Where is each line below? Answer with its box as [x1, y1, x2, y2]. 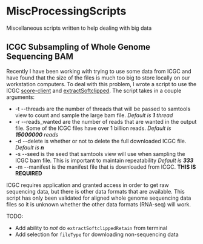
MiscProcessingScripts [6, 4, 127, 18]
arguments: [6, 93, 35, 101]
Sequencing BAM [6, 52, 74, 62]
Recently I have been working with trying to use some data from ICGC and [6, 67, 192, 75]
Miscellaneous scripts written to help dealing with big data [6, 24, 152, 32]
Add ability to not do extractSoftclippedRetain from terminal [15, 224, 168, 231]
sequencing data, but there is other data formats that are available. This [6, 188, 185, 195]
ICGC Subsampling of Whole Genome [6, 42, 150, 52]
